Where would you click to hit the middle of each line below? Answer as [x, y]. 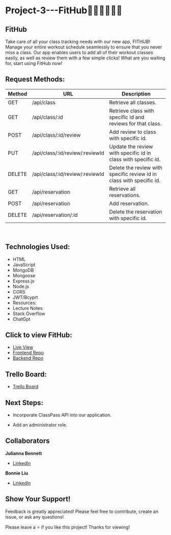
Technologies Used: [38, 247]
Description [136, 94]
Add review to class [133, 131]
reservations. [125, 195]
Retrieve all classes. [133, 102]
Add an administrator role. [40, 425]
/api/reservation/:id [55, 215]
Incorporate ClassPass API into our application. [62, 415]
